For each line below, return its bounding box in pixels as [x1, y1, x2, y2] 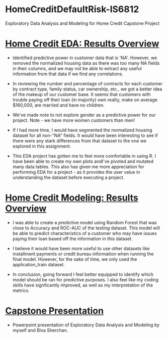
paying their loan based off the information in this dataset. [12, 235, 133, 242]
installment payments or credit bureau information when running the [12, 251, 154, 257]
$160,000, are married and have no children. [12, 102, 105, 108]
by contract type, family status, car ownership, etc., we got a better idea [12, 86, 162, 92]
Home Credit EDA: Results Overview [5, 38, 159, 50]
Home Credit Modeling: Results [5, 192, 138, 204]
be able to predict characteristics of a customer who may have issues [12, 230, 157, 236]
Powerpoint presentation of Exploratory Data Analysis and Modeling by [12, 322, 160, 328]
